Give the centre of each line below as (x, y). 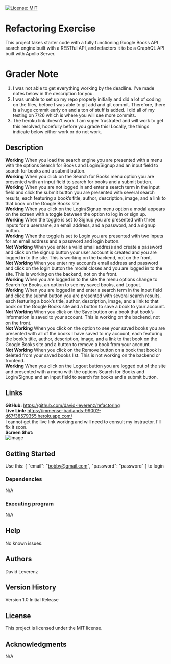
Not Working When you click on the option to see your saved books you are (85, 328)
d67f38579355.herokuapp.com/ (39, 416)
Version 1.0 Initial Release (32, 600)
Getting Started (30, 453)
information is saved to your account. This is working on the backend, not (83, 317)
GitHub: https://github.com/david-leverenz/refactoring (63, 405)
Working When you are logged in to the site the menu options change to (81, 279)
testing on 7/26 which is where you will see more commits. (74, 115)
